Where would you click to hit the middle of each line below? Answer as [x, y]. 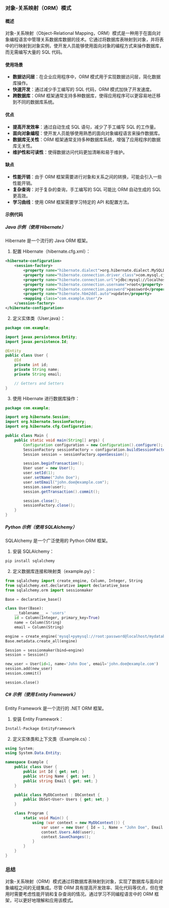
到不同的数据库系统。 [34, 102]
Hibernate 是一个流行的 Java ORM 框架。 [48, 241]
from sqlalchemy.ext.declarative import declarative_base [67, 585]
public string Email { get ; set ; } [61, 781]
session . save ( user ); [45, 487]
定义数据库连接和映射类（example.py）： [54, 571]
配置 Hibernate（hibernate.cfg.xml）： [51, 252]
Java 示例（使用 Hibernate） [36, 227]
